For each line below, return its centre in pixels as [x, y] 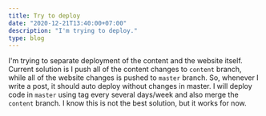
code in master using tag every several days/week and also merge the [123, 95]
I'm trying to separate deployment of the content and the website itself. [125, 61]
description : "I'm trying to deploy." [73, 30]
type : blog [26, 38]
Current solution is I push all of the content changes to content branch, [125, 70]
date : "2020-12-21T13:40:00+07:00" [68, 23]
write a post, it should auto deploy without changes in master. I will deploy [130, 86]
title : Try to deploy [44, 16]
